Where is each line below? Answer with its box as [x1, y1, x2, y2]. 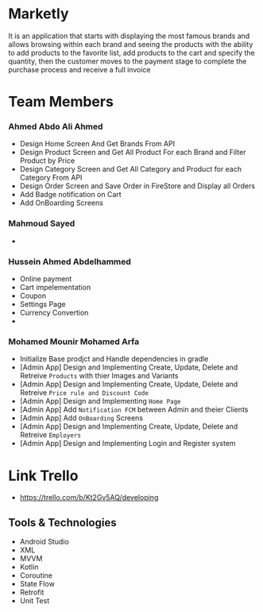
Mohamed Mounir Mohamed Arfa [8, 335, 140, 347]
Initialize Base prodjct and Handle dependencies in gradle [19, 354, 209, 364]
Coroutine [19, 571, 53, 580]
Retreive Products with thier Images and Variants [19, 371, 179, 381]
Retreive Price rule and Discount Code [19, 388, 149, 397]
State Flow [19, 579, 56, 589]
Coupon [19, 291, 46, 300]
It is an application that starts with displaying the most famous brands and [8, 31, 250, 41]
